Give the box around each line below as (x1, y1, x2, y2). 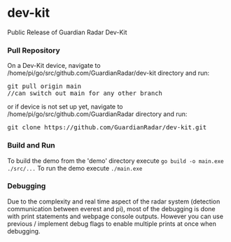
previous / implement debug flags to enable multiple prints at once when (7, 219, 217, 228)
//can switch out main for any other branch (7, 90, 163, 97)
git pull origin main (7, 83, 82, 90)
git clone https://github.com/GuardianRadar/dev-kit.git (7, 124, 207, 131)
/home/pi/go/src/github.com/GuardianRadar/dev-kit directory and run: (7, 69, 210, 78)
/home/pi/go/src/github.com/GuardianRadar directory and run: (7, 110, 188, 118)
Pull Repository (7, 45, 61, 55)
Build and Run (7, 141, 56, 150)
